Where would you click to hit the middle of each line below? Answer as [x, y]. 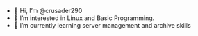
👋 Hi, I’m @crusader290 [48, 11]
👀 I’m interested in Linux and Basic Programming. [84, 18]
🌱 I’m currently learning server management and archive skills [102, 25]
